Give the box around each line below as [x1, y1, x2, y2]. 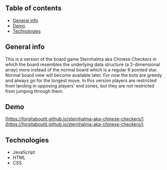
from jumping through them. [5, 88, 64, 94]
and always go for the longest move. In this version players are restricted [5, 77, 157, 83]
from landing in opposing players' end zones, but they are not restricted [5, 82, 155, 89]
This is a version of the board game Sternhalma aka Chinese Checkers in [5, 56, 157, 62]
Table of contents [5, 4, 62, 13]
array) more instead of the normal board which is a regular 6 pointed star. [5, 66, 158, 72]
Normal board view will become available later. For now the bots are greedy [5, 72, 162, 78]
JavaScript [12, 149, 35, 155]
